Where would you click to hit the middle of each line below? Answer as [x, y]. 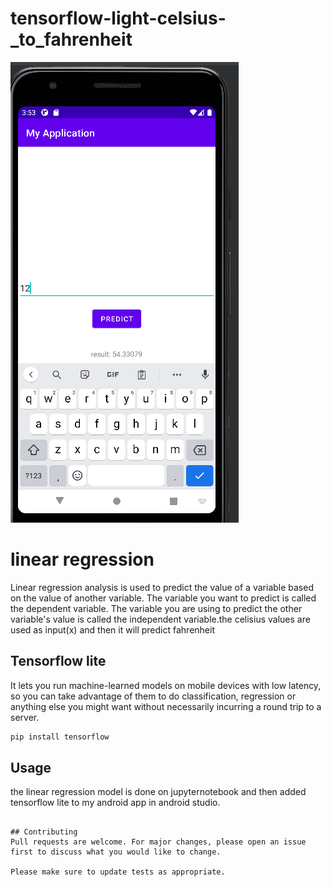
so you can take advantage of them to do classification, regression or [153, 696]
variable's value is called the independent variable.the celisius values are [160, 619]
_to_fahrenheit [71, 39]
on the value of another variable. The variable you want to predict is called [163, 598]
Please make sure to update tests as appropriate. [118, 872]
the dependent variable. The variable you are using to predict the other [156, 608]
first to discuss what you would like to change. [116, 852]
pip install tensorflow [60, 737]
